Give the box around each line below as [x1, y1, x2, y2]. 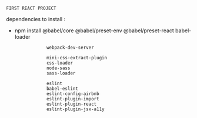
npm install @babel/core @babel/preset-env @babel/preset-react [14, 27, 175, 34]
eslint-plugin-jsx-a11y [46, 106, 105, 112]
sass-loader [46, 70, 76, 76]
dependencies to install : [6, 16, 66, 22]
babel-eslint [46, 86, 78, 92]
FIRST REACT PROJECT [6, 5, 57, 11]
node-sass [46, 65, 71, 71]
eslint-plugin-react [46, 101, 97, 107]
